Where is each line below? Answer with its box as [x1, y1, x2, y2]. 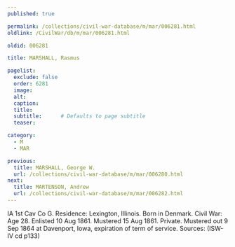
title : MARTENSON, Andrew [13, 183, 90, 191]
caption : [13, 99, 39, 107]
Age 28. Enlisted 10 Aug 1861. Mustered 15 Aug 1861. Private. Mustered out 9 [7, 216, 229, 225]
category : [7, 132, 36, 139]
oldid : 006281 [7, 42, 49, 49]
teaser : [13, 120, 36, 127]
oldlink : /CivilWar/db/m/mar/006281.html [7, 29, 130, 36]
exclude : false [13, 74, 58, 81]
